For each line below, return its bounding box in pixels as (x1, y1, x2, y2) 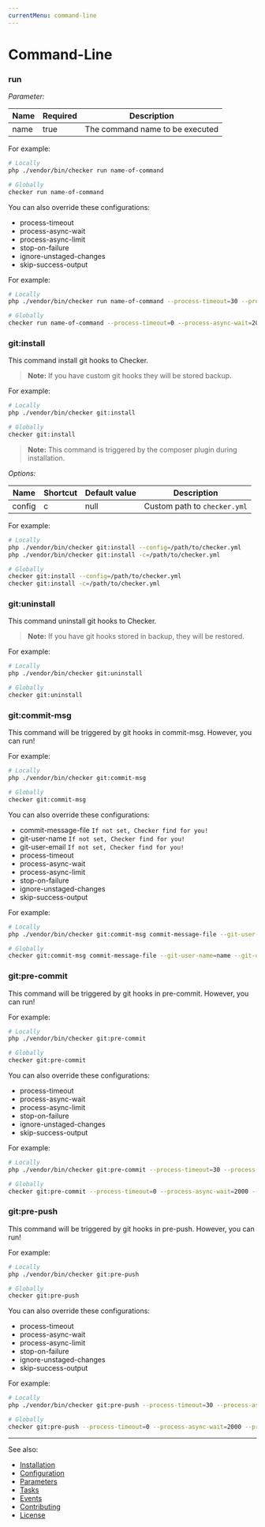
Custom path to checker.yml (144, 501, 248, 512)
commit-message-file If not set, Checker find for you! (19, 825, 209, 835)
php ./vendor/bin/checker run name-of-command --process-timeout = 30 (8, 298, 238, 306)
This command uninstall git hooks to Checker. (8, 617, 157, 626)
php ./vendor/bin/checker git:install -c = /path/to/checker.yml (8, 550, 221, 559)
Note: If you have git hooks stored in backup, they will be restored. (27, 632, 244, 641)
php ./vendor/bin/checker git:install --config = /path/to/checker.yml (8, 543, 242, 551)
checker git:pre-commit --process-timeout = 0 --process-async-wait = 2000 (8, 1187, 248, 1195)
